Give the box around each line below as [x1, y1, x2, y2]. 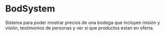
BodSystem [5, 3, 55, 14]
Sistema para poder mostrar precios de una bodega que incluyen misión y [5, 19, 160, 25]
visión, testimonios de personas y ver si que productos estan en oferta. [5, 24, 154, 30]
